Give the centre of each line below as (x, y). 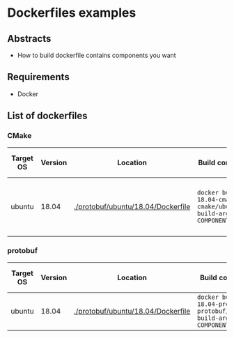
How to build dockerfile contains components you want (96, 55)
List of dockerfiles (48, 116)
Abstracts (29, 39)
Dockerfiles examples (72, 13)
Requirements (38, 77)
